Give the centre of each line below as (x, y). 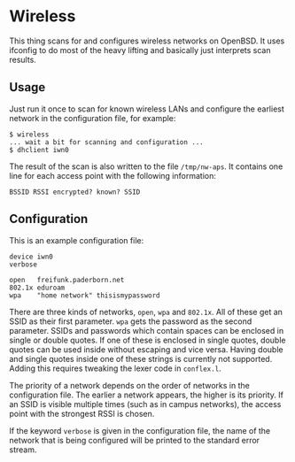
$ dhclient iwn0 (39, 150)
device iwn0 (31, 257)
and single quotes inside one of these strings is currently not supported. (141, 358)
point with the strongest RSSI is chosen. (82, 413)
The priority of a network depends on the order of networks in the (129, 385)
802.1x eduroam (37, 288)
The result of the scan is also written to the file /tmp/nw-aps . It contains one (146, 166)
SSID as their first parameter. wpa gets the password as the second (131, 321)
